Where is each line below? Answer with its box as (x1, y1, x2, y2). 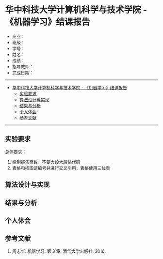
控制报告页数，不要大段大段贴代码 (12, 159, 81, 165)
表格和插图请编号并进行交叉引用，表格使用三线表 (12, 165, 110, 171)
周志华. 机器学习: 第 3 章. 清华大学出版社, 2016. (12, 248, 106, 254)
